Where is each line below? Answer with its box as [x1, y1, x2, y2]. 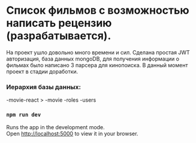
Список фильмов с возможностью [6, 4, 190, 17]
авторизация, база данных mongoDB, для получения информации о [6, 55, 180, 62]
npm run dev [6, 111, 41, 118]
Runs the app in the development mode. [6, 123, 105, 130]
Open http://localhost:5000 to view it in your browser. [6, 130, 138, 137]
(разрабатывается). [6, 29, 111, 42]
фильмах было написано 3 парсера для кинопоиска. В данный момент [6, 61, 188, 69]
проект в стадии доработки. [6, 68, 79, 75]
